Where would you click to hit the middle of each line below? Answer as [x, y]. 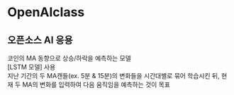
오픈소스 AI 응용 [40, 40]
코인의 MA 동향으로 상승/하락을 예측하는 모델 [69, 58]
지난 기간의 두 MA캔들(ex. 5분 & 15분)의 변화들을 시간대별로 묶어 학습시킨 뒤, [113, 76]
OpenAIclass [46, 12]
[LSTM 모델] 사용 [32, 67]
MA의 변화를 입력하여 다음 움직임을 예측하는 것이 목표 [96, 84]
